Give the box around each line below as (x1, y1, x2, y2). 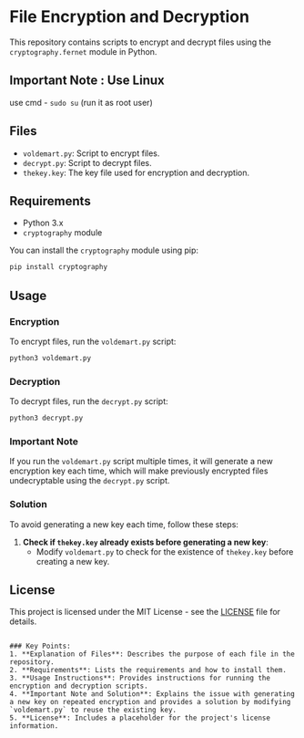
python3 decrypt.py (9, 413, 84, 423)
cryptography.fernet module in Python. (9, 46, 157, 57)
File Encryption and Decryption (9, 6, 250, 27)
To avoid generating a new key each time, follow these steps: (9, 518, 239, 530)
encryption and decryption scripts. (9, 681, 148, 691)
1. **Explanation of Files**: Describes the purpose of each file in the (9, 650, 296, 659)
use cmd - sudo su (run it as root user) (9, 97, 153, 108)
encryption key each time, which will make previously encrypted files (9, 465, 269, 476)
